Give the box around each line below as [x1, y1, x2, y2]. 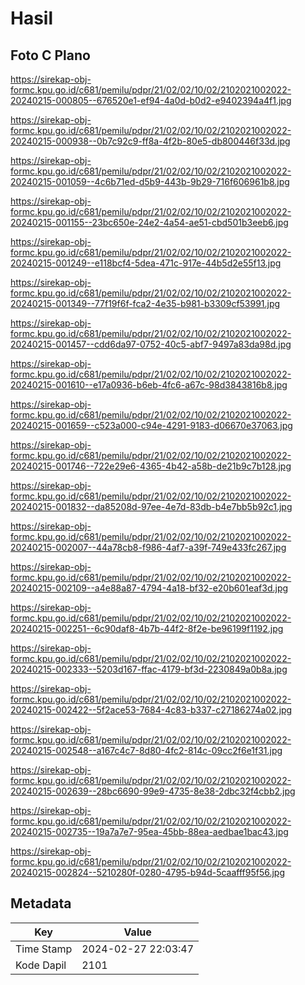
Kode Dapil [15, 958, 67, 972]
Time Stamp [15, 942, 73, 956]
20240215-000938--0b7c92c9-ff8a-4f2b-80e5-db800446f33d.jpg [10, 135, 291, 147]
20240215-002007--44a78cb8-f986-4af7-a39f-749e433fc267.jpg [10, 542, 287, 553]
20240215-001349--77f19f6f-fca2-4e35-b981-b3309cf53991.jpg [10, 298, 281, 309]
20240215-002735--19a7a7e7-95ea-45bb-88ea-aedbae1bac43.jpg [10, 826, 289, 837]
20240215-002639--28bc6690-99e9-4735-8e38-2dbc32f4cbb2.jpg [10, 785, 296, 797]
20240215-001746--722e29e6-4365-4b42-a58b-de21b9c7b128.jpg [10, 460, 292, 472]
